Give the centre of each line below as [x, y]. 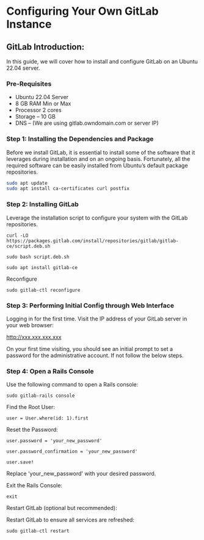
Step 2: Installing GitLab [43, 204]
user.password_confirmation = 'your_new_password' [72, 452]
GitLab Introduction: [46, 47]
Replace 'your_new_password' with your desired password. [81, 474]
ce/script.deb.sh [28, 246]
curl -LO [17, 235]
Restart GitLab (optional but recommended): [62, 508]
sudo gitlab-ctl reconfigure [43, 290]
